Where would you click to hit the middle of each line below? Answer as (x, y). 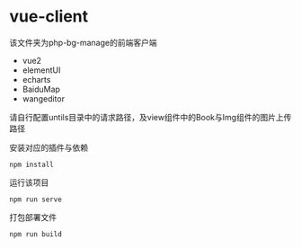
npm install (31, 164)
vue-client (49, 17)
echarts (36, 79)
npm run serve (36, 199)
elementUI (41, 70)
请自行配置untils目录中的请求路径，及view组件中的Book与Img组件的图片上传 (150, 117)
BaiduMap (41, 89)
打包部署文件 (33, 217)
